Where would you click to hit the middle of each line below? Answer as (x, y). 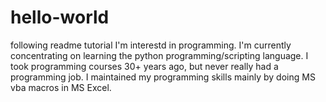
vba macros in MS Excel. (61, 87)
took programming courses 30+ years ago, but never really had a (144, 66)
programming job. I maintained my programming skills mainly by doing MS (163, 77)
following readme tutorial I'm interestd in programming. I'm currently (151, 45)
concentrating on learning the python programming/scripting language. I (159, 55)
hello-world (60, 17)
